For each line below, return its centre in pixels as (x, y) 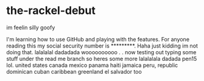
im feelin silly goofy (31, 27)
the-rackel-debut (51, 11)
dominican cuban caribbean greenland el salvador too (74, 71)
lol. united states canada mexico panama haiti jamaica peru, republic (92, 65)
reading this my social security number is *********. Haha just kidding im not (102, 46)
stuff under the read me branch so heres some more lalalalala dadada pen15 (102, 58)
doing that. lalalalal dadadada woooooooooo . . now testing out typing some (101, 52)
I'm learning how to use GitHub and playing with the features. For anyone (98, 39)
